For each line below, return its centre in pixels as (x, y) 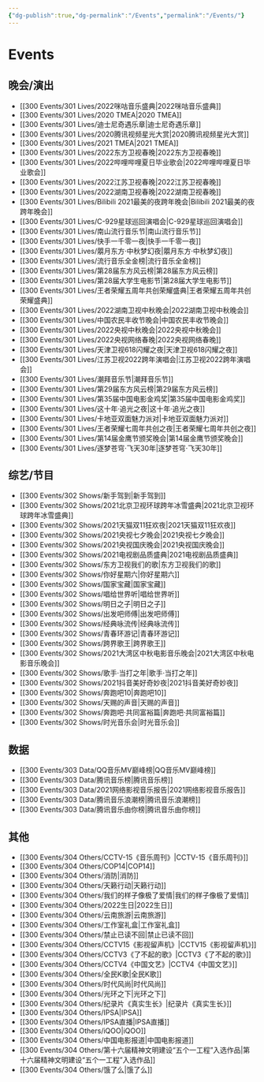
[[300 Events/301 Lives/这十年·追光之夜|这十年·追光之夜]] (112, 409)
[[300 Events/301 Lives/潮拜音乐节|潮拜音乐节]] (97, 379)
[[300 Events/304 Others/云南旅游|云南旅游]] (93, 915)
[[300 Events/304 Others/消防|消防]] (79, 875)
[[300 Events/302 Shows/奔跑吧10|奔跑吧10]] (93, 693)
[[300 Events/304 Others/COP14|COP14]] (87, 866)
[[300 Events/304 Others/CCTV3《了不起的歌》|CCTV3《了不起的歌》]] (135, 954)
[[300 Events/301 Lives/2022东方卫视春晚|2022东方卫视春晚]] (120, 152)
